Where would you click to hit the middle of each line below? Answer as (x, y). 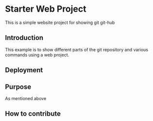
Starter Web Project (46, 9)
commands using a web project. (37, 55)
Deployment (24, 70)
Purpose (18, 87)
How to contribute (33, 114)
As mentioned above (26, 98)
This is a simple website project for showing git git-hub (60, 22)
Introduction (24, 38)
